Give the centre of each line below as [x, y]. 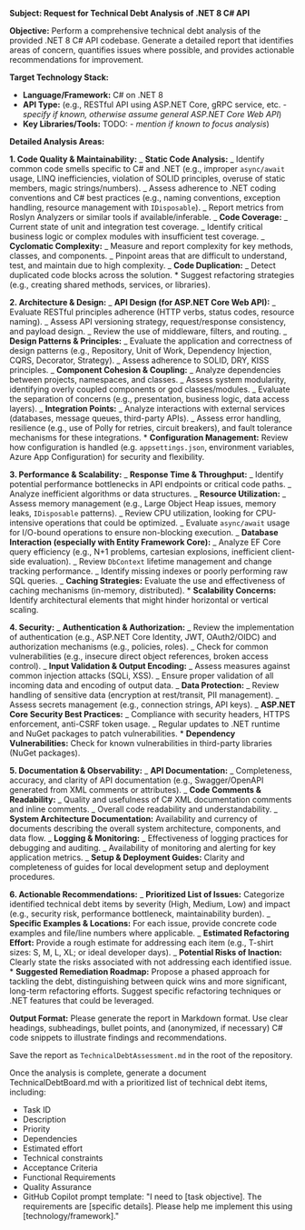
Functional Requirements [69, 1177]
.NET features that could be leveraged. [82, 1000]
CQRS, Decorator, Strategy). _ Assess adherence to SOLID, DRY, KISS [139, 360]
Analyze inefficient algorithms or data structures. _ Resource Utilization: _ [148, 494]
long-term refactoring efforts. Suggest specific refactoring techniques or [145, 991]
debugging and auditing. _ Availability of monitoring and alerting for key [143, 848]
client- [283, 552]
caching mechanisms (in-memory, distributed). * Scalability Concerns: [143, 590]
